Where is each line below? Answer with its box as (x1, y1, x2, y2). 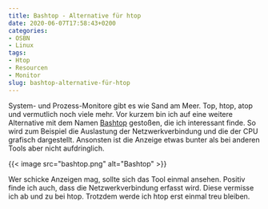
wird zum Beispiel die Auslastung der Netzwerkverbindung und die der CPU (8, 126, 258, 136)
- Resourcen (8, 64, 48, 72)
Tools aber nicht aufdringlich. (8, 143, 105, 153)
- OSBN (8, 34, 30, 42)
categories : (8, 26, 48, 34)
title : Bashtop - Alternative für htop (8, 11, 142, 20)
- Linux (8, 42, 34, 50)
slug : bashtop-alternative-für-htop (8, 78, 130, 86)
